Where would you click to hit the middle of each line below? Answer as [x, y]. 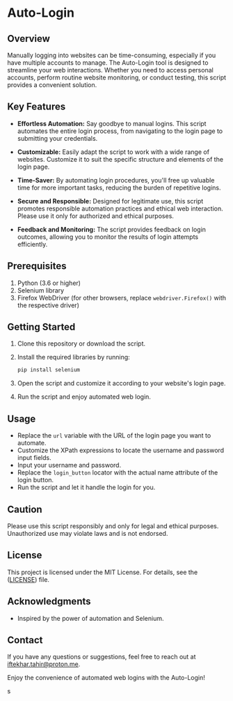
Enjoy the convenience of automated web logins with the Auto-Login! [106, 678]
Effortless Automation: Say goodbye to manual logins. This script [112, 123]
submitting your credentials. [57, 138]
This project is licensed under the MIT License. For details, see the [103, 572]
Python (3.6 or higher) [49, 283]
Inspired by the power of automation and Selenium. [91, 618]
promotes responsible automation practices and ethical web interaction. [120, 208]
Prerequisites [37, 266]
